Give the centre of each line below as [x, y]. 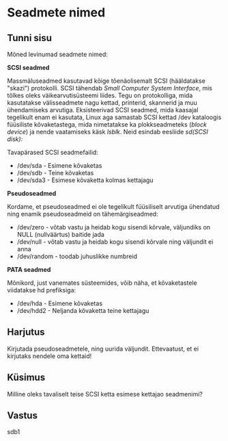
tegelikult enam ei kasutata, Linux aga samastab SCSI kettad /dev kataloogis [114, 117]
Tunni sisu [30, 38]
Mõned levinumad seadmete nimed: [57, 54]
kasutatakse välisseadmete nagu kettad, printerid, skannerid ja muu [102, 103]
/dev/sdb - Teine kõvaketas [55, 173]
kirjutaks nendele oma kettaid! [49, 356]
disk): [15, 139]
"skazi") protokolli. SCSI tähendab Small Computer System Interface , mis [110, 88]
